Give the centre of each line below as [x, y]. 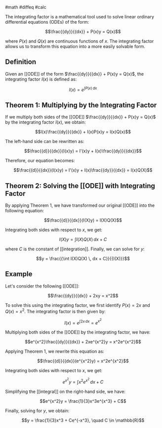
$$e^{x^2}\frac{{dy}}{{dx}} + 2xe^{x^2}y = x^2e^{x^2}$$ [83, 342]
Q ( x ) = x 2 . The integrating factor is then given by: [56, 311]
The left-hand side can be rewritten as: [45, 142]
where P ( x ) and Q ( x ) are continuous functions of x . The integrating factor [80, 41]
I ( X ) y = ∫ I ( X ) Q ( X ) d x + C [83, 239]
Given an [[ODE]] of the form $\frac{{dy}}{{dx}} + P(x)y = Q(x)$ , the [75, 74]
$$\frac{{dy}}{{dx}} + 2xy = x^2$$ [83, 295]
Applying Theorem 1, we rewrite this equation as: [55, 351]
